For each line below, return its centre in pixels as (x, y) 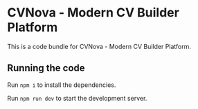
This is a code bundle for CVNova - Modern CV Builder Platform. (99, 46)
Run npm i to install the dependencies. (62, 85)
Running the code (46, 68)
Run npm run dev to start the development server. (77, 98)
